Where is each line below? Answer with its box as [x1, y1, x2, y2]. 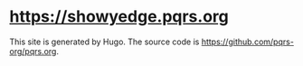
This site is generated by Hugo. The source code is [9, 36, 200, 47]
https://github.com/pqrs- [201, 36, 294, 47]
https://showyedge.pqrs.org [9, 6, 229, 27]
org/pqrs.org [9, 45, 57, 56]
